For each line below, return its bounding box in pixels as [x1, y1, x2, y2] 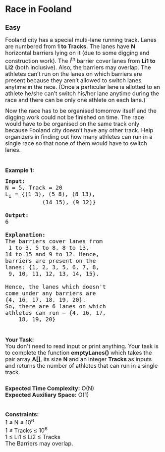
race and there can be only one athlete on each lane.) [5, 97, 146, 104]
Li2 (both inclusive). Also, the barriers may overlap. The [5, 64, 151, 71]
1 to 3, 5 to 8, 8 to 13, [8, 244, 89, 251]
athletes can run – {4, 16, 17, [5, 309, 107, 316]
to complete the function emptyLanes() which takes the [5, 349, 152, 356]
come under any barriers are [5, 289, 96, 297]
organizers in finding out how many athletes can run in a [5, 133, 153, 140]
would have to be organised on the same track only [5, 120, 140, 127]
